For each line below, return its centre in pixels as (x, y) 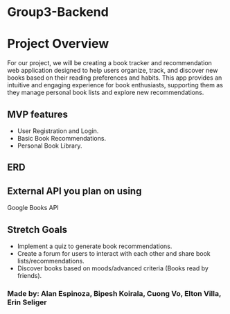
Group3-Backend (58, 12)
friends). (29, 275)
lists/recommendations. (51, 261)
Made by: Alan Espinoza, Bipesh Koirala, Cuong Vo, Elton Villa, (114, 293)
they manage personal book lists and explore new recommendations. (106, 93)
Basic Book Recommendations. (61, 138)
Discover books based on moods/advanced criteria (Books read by (113, 268)
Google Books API (33, 208)
